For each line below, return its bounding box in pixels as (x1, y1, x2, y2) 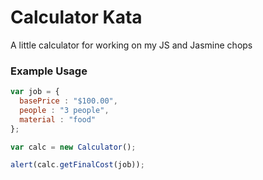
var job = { (10, 87, 60, 97)
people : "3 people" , (19, 105, 110, 115)
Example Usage (10, 64, 88, 78)
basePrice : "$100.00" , (19, 96, 118, 106)
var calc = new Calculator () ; (10, 142, 137, 152)
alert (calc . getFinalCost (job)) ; (10, 160, 145, 170)
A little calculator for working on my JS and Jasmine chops (10, 39, 253, 51)
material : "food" (19, 114, 97, 125)
